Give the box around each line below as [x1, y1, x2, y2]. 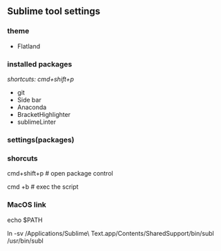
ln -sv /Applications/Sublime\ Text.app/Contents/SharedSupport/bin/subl [7, 229, 214, 237]
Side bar [17, 95, 41, 104]
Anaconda [17, 103, 47, 111]
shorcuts [7, 154, 38, 163]
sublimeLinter [17, 118, 57, 126]
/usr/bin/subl [7, 236, 44, 245]
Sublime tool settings [7, 6, 101, 17]
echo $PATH [7, 216, 43, 224]
